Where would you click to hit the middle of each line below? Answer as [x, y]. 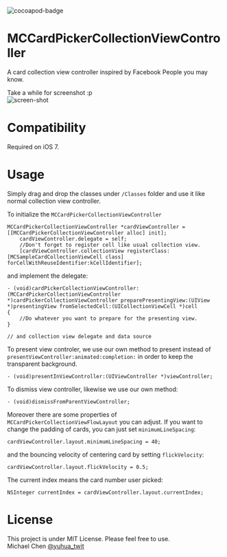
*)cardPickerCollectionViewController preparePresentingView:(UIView [109, 300]
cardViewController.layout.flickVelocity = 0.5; [78, 467]
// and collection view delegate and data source [80, 336]
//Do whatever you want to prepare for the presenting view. [108, 318]
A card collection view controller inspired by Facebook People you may [107, 72]
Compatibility [47, 128]
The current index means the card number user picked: [85, 480]
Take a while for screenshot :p [50, 92]
